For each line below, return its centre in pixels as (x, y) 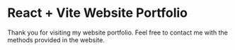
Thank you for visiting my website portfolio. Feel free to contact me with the (117, 32)
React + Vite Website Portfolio (98, 13)
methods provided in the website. (56, 39)
